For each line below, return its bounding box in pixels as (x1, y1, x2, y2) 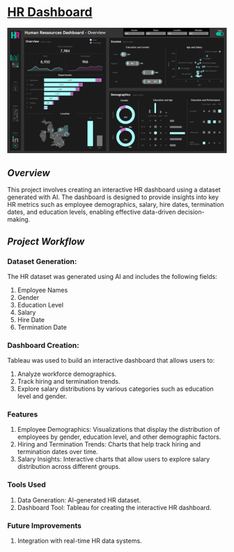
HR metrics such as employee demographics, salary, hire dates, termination (7, 201, 224, 209)
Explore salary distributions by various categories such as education (17, 385, 214, 393)
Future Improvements (7, 521, 82, 530)
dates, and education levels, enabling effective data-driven (7, 208, 176, 217)
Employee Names (17, 286, 68, 294)
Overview (7, 167, 50, 179)
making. (7, 215, 31, 224)
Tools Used (7, 480, 47, 490)
